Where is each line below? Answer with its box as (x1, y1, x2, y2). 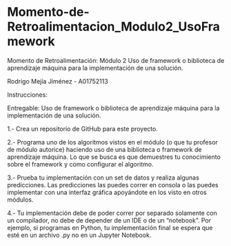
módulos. (7, 195, 34, 204)
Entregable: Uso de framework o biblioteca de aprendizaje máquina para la (7, 104, 220, 112)
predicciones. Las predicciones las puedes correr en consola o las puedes (7, 180, 219, 189)
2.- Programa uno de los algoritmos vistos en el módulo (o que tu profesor (7, 138, 219, 146)
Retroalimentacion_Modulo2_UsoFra (7, 19, 221, 35)
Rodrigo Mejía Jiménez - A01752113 (7, 77, 108, 85)
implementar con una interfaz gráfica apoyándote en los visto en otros (7, 188, 207, 196)
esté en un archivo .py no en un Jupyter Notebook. (7, 231, 152, 239)
